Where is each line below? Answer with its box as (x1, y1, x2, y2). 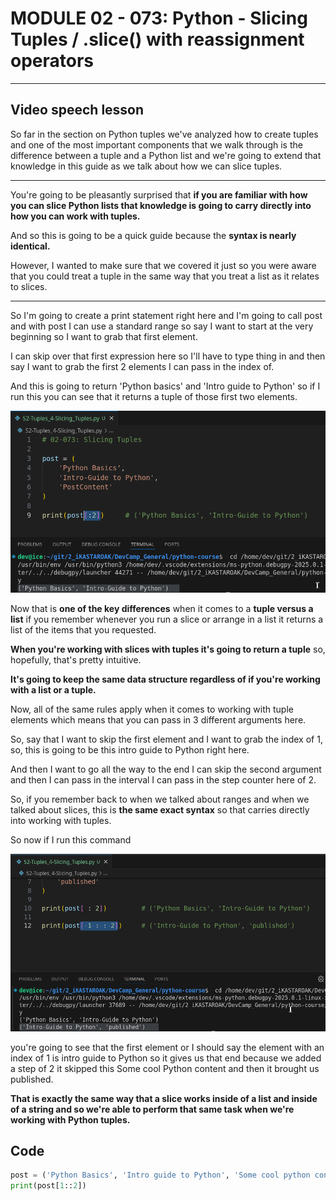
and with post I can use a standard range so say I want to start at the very (10, 320, 314, 332)
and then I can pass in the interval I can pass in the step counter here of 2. (10, 774, 317, 786)
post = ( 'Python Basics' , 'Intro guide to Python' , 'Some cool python (10, 1170, 311, 1181)
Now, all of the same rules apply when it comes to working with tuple (10, 703, 294, 716)
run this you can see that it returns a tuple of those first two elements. (10, 390, 298, 402)
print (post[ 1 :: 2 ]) (10, 1181, 87, 1191)
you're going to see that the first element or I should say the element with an (10, 1041, 325, 1053)
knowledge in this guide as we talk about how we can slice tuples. (10, 160, 283, 172)
